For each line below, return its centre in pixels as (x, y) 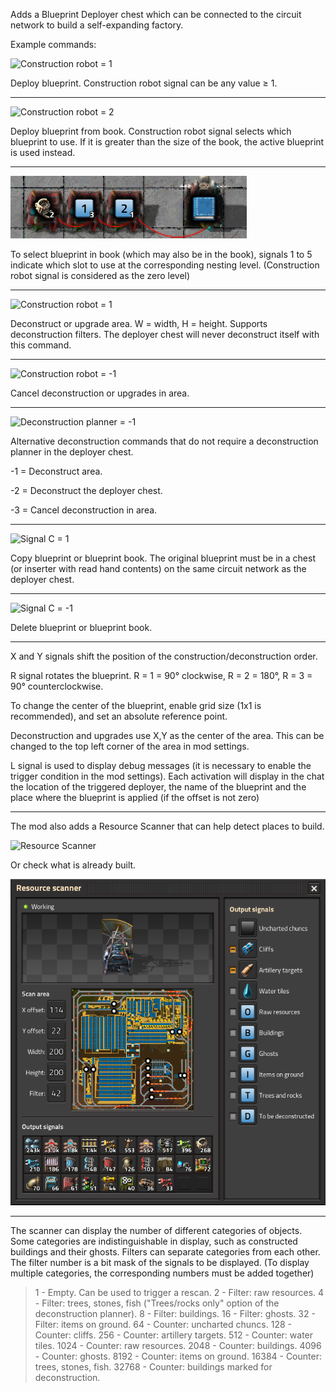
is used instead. (43, 152)
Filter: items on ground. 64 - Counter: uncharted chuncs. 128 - (163, 1325)
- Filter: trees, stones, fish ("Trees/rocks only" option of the (157, 1303)
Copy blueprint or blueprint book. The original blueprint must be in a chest (163, 558)
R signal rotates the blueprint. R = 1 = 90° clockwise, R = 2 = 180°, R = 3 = (161, 675)
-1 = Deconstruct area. (56, 471)
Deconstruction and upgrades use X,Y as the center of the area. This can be (167, 735)
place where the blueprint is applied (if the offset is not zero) (135, 797)
